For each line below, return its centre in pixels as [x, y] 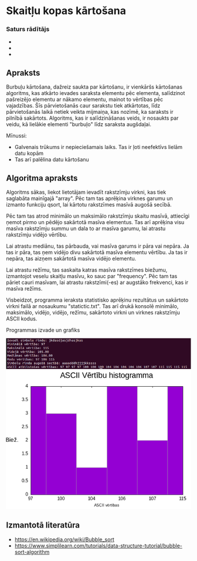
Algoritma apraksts [42, 178]
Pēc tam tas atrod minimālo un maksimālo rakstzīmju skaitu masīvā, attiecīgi [98, 216]
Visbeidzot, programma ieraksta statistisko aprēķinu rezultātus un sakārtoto [97, 300]
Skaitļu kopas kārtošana [66, 11]
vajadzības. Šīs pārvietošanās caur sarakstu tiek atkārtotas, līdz [83, 106]
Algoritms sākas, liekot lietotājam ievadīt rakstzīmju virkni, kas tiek [86, 192]
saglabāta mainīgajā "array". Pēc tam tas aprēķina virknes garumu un [89, 198]
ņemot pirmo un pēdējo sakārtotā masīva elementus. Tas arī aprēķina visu [95, 222]
